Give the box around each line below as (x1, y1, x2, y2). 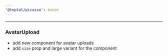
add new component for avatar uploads (12, 39, 94, 45)
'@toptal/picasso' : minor (5, 7, 59, 12)
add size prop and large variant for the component (12, 45, 117, 51)
